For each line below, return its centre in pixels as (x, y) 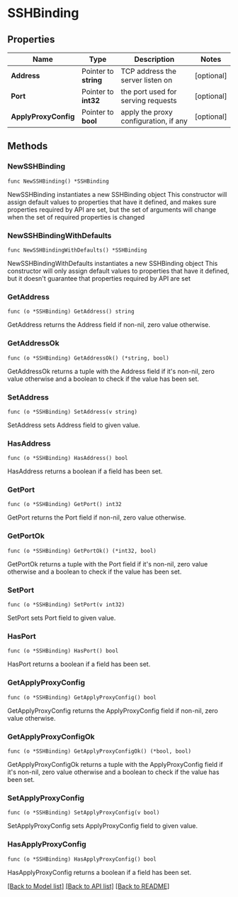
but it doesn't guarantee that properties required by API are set (99, 278)
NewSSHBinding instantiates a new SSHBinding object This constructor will (117, 194)
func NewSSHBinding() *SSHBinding (58, 181)
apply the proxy (147, 112)
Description (154, 59)
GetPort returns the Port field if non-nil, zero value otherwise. (97, 517)
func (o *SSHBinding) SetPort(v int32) (66, 605)
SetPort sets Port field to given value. (62, 618)
